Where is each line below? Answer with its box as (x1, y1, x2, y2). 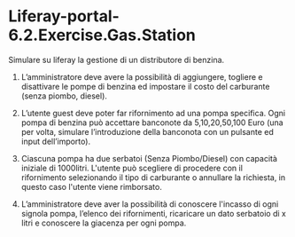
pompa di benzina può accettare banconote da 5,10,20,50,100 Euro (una (20, 117, 284, 128)
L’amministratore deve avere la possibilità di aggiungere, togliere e (20, 71, 263, 82)
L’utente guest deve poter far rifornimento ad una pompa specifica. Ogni (20, 107, 285, 118)
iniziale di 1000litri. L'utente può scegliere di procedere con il (20, 162, 243, 173)
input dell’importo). (20, 136, 90, 146)
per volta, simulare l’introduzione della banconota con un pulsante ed (20, 126, 274, 137)
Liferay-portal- (8, 6, 120, 27)
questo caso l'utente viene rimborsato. (20, 181, 163, 192)
